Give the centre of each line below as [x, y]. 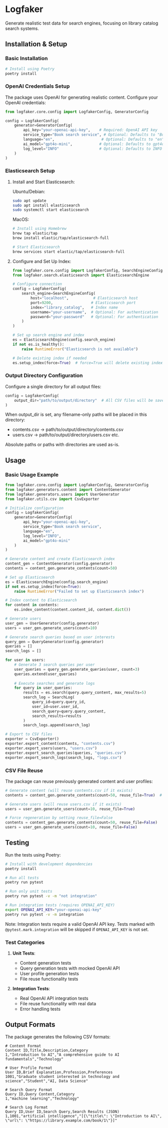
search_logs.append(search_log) [57, 725]
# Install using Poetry [30, 69]
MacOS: [21, 219]
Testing [17, 843]
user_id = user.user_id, [55, 707]
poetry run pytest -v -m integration [44, 914]
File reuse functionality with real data [58, 1003]
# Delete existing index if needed [49, 358]
